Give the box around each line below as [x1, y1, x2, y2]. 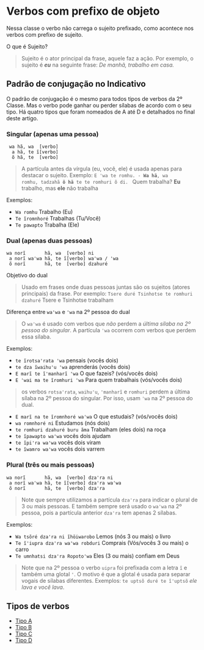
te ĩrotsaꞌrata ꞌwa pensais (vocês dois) [15, 357, 119, 364]
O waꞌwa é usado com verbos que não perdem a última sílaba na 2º [21, 320, 191, 327]
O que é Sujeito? [6, 43, 48, 50]
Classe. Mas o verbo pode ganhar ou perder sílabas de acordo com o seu [6, 101, 192, 109]
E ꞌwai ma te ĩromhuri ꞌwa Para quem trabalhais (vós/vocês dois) [15, 376, 183, 384]
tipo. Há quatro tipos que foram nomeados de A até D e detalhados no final [6, 108, 195, 115]
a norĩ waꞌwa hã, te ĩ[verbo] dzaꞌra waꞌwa [9, 480, 122, 486]
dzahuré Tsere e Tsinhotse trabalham [21, 296, 114, 304]
